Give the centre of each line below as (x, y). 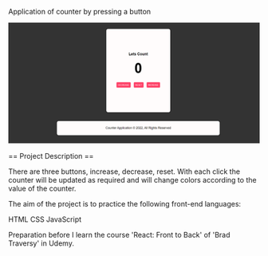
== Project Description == (51, 156)
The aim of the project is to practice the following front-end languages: (125, 204)
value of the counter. (42, 189)
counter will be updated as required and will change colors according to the (132, 180)
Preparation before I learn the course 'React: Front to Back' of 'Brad (119, 235)
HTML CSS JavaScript (45, 219)
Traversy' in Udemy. (41, 243)
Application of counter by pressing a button (80, 12)
